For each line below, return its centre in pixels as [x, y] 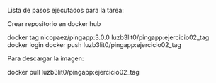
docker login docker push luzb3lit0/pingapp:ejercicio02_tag [95, 45]
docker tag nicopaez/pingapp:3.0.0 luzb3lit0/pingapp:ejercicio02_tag [108, 37]
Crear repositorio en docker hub [54, 24]
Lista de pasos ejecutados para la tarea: [66, 10]
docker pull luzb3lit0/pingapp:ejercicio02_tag [73, 72]
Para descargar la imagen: [46, 58]
